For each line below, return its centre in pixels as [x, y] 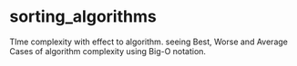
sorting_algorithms [83, 17]
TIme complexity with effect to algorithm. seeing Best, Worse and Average [149, 42]
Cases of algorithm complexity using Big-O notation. [108, 51]
